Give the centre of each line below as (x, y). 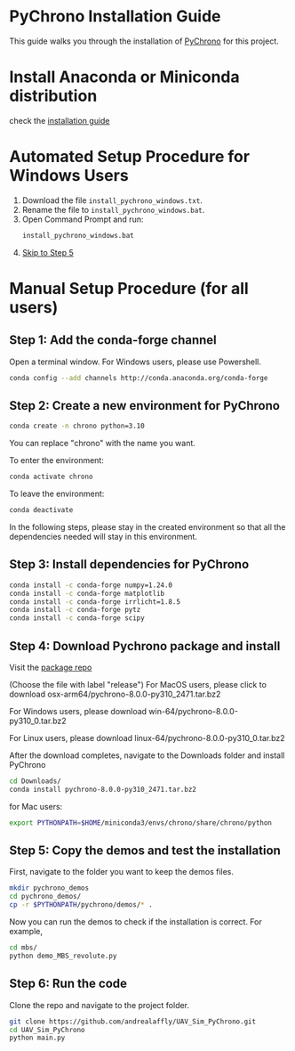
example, (26, 932)
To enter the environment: (56, 460)
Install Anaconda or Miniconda (124, 77)
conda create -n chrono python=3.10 (77, 426)
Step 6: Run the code (68, 984)
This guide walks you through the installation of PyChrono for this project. (144, 41)
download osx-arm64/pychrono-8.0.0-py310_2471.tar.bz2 (115, 694)
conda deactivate (41, 510)
